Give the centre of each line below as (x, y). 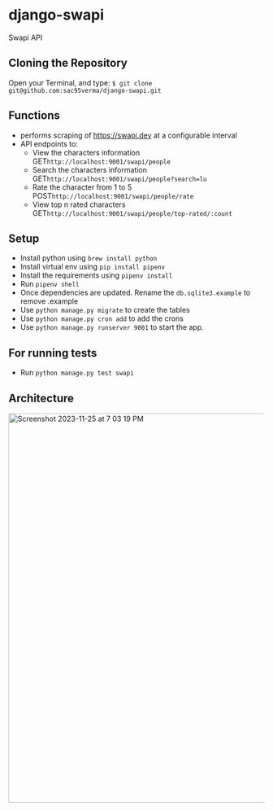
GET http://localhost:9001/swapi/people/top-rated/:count (132, 213)
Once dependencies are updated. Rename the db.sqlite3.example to (135, 293)
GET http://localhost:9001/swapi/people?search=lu (119, 178)
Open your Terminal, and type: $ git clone (80, 82)
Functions (35, 116)
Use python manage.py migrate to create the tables (105, 310)
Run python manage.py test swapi (77, 373)
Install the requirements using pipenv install (96, 275)
